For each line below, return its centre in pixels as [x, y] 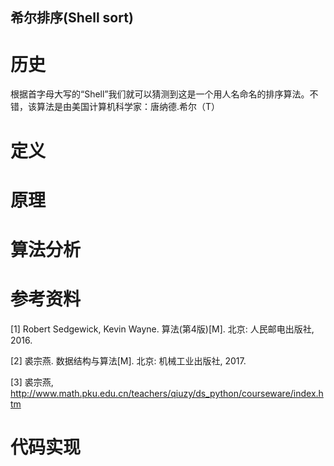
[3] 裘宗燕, [32, 382]
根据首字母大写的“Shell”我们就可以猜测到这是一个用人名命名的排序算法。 [160, 94]
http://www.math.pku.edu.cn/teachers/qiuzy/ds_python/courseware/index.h [167, 393]
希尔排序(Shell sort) [72, 18]
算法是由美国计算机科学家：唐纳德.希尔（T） [128, 107]
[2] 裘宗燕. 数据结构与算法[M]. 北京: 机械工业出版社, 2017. [128, 360]
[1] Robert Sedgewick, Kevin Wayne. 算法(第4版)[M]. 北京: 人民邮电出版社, [162, 329]
